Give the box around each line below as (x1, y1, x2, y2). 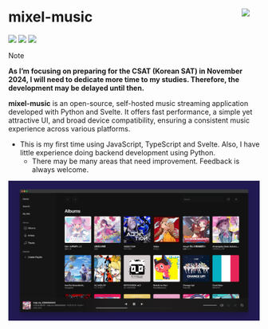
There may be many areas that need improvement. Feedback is (31, 156, 240, 166)
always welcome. (31, 164, 89, 174)
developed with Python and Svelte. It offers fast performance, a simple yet (8, 107, 253, 116)
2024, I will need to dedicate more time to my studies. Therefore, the (8, 74, 239, 84)
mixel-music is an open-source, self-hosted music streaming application (8, 98, 249, 108)
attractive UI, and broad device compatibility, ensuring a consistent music (8, 116, 250, 125)
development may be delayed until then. (8, 83, 145, 92)
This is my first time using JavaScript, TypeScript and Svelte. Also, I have (19, 139, 260, 149)
